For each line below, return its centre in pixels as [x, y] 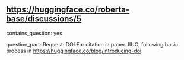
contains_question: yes [34, 33]
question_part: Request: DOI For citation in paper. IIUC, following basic [92, 44]
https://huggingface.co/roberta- [68, 10]
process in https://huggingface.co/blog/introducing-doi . [75, 51]
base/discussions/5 [44, 19]
